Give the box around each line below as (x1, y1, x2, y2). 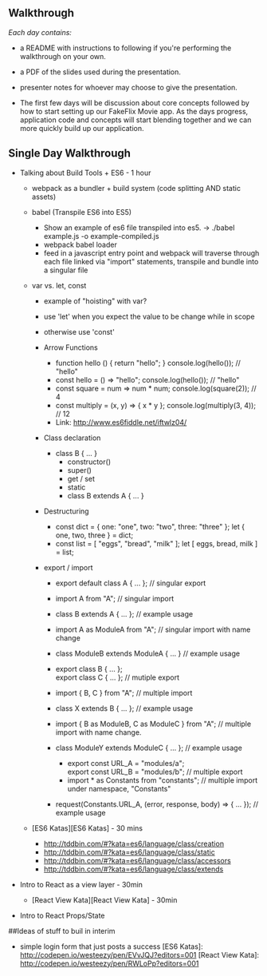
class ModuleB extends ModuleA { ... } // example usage (55, 649, 241, 658)
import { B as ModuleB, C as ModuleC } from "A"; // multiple (55, 719, 252, 728)
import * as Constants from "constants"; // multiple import (67, 775, 257, 785)
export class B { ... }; (55, 664, 123, 673)
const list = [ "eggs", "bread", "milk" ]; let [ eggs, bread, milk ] (55, 538, 258, 548)
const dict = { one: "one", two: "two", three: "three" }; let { (55, 522, 245, 531)
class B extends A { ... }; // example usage (55, 609, 194, 618)
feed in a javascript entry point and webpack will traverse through (43, 248, 260, 258)
